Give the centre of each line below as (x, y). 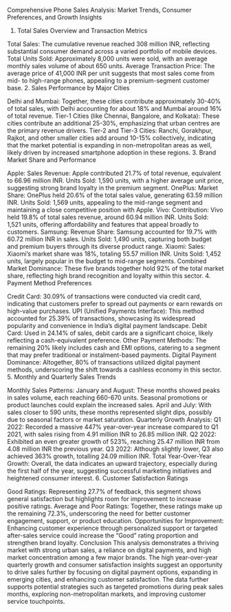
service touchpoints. (36, 601)
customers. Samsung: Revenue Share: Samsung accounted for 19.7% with (112, 232)
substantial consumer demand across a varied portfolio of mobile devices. (112, 51)
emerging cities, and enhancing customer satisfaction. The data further (108, 579)
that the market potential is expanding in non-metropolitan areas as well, (110, 145)
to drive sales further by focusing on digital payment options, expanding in (112, 572)
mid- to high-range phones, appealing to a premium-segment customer (108, 81)
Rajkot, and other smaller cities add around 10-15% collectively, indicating (111, 138)
